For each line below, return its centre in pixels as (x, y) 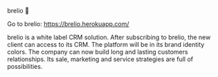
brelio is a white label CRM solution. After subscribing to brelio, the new (109, 37)
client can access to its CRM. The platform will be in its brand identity (106, 44)
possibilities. (25, 66)
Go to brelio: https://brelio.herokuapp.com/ (68, 24)
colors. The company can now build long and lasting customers (98, 52)
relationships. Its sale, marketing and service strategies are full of (100, 59)
